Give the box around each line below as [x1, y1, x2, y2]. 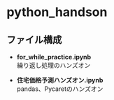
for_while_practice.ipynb [16, 53, 92, 61]
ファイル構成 [6, 34, 62, 45]
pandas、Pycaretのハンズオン [16, 85, 104, 93]
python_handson [6, 4, 108, 20]
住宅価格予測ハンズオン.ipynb [16, 76, 104, 84]
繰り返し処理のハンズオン [16, 61, 91, 69]
